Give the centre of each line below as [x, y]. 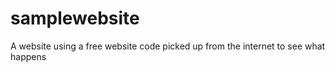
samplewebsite [75, 18]
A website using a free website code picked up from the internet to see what [168, 46]
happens [28, 56]
